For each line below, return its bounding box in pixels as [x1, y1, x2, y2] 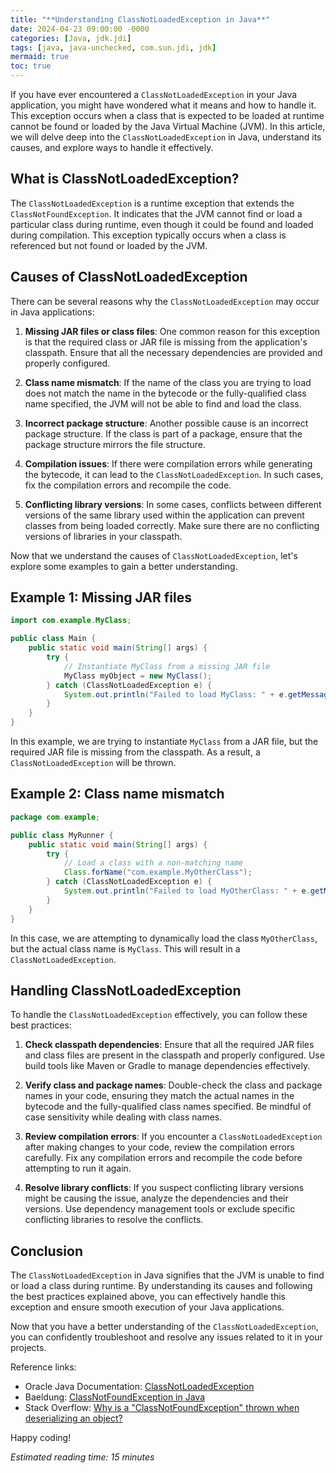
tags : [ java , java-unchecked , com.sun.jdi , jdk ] [10, 42, 217, 53]
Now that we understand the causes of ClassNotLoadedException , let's [10, 549, 298, 561]
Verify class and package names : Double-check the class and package [24, 1079, 323, 1091]
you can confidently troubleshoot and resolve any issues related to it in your [10, 1331, 323, 1343]
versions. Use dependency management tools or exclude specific [24, 1203, 296, 1215]
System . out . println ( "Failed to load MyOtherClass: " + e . [63, 886, 311, 896]
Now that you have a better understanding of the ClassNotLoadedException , [10, 1321, 319, 1333]
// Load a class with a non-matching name [63, 858, 244, 868]
